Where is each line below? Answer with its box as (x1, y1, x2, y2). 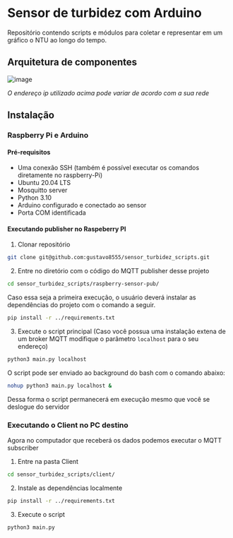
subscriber (7, 443, 39, 453)
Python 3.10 (17, 193, 52, 202)
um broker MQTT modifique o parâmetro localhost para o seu (17, 335, 199, 343)
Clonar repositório (17, 240, 71, 249)
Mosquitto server (17, 186, 68, 195)
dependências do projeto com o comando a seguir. (7, 301, 156, 309)
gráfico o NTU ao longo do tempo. (7, 35, 107, 44)
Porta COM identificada (17, 208, 86, 217)
